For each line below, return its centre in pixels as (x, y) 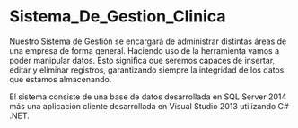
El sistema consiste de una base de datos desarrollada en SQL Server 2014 (148, 97)
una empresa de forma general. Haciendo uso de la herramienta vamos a (145, 50)
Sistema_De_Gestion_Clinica (118, 17)
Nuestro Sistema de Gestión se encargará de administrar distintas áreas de (148, 41)
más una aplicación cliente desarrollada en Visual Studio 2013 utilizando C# (149, 106)
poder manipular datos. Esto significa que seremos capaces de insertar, (142, 60)
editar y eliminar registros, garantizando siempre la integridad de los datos (147, 70)
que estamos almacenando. (61, 79)
